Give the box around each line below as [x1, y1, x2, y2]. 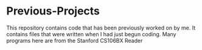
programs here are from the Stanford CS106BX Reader [6, 37, 143, 44]
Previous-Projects [6, 4, 100, 18]
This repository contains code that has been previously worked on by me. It [6, 24, 196, 31]
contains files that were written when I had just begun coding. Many [6, 30, 176, 37]
